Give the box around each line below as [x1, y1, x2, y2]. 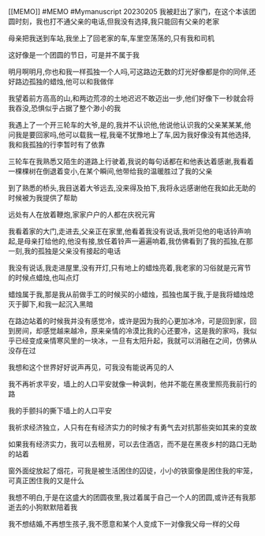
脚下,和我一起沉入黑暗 [21, 300, 94, 309]
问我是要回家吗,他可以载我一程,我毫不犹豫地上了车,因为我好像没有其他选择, [8, 130, 252, 140]
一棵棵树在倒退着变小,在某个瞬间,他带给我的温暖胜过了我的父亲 [8, 166, 213, 176]
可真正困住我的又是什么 [8, 476, 84, 485]
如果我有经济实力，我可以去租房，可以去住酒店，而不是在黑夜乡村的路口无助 [8, 440, 257, 449]
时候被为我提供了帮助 [8, 193, 77, 203]
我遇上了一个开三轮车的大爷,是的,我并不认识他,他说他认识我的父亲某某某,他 [8, 121, 252, 129]
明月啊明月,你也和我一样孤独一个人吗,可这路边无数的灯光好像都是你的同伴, [8, 67, 250, 76]
